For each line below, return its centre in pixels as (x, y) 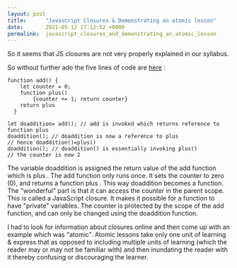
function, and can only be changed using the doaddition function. (103, 213)
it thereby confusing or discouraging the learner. (78, 257)
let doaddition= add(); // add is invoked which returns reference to (114, 124)
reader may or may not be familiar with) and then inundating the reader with (118, 250)
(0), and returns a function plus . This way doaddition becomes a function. (116, 183)
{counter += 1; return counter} (81, 99)
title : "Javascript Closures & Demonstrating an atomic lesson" (112, 21)
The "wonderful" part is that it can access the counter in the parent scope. (116, 191)
